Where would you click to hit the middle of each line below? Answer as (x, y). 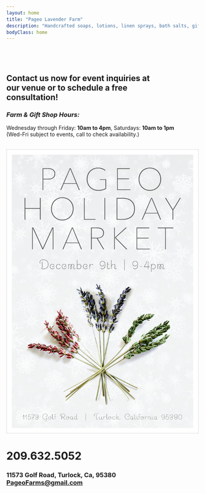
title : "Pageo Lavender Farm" (45, 19)
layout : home (23, 13)
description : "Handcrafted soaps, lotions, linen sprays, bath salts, (98, 26)
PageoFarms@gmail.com (45, 483)
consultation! (32, 98)
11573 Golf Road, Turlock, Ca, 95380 (61, 475)
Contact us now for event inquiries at (78, 78)
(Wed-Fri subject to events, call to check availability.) (73, 135)
